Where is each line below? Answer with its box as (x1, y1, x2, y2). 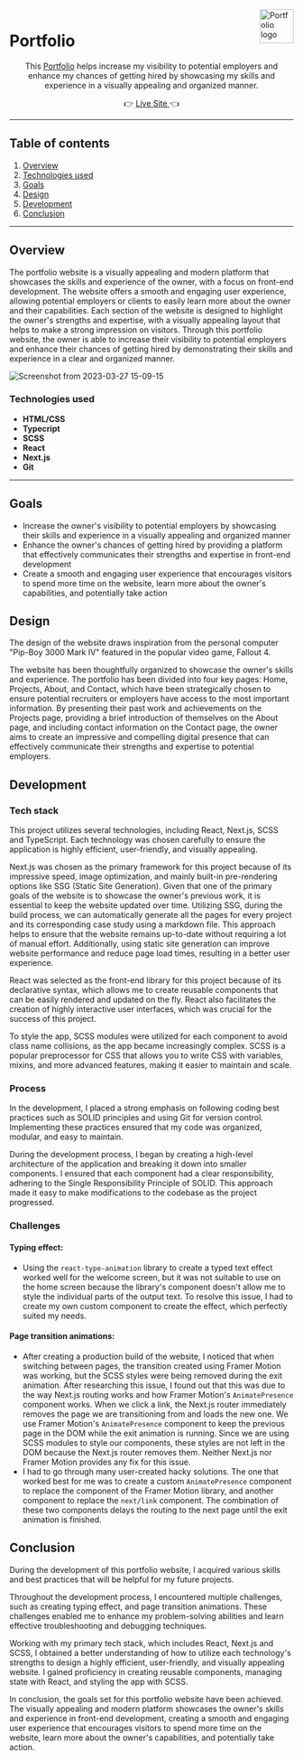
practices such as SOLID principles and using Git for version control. (9, 1112, 263, 1123)
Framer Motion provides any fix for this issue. (22, 1456, 191, 1467)
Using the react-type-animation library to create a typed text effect (22, 1262, 273, 1273)
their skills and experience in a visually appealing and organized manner (22, 529, 291, 540)
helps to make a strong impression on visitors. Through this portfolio (9, 324, 263, 335)
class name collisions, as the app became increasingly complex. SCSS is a (9, 1041, 286, 1052)
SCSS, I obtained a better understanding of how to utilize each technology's (9, 1647, 291, 1658)
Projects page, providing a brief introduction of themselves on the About (9, 713, 279, 724)
